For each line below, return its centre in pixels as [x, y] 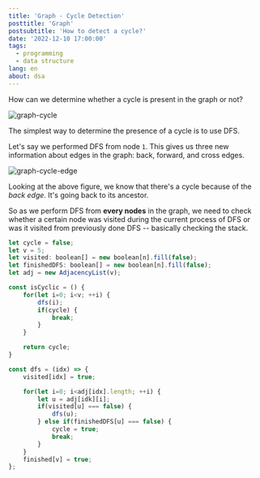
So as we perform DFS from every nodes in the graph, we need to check [130, 211]
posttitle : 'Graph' [41, 23]
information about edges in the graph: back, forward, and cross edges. [126, 155]
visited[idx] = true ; [59, 377]
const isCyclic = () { [47, 288]
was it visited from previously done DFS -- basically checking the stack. [128, 228]
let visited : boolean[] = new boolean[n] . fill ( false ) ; [103, 258]
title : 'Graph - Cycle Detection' [67, 16]
